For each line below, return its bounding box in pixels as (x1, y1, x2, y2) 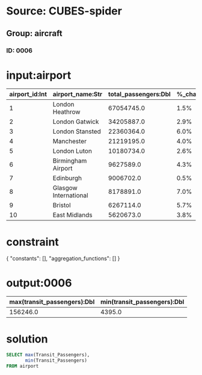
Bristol (52, 201, 71, 209)
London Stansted (52, 128, 101, 136)
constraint (6, 235, 59, 249)
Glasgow (52, 184, 78, 192)
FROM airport (6, 363, 39, 369)
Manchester (52, 137, 87, 146)
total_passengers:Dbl (108, 90, 171, 99)
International (52, 191, 88, 200)
